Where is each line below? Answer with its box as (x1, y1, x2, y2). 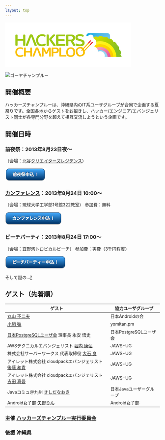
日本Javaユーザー (110, 386, 146, 392)
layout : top (5, 8, 29, 13)
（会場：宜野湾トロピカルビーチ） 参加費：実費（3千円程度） (5, 246, 130, 252)
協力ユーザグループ (114, 306, 154, 311)
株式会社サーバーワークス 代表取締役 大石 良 (7, 351, 97, 357)
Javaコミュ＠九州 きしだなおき (7, 389, 70, 395)
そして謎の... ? (5, 274, 32, 280)
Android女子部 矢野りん (7, 400, 55, 406)
